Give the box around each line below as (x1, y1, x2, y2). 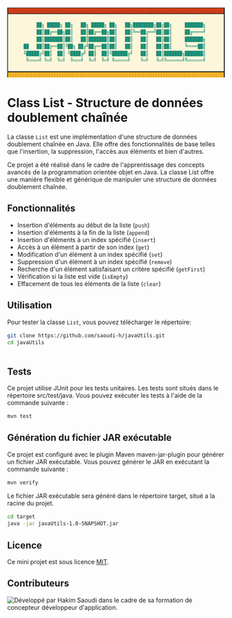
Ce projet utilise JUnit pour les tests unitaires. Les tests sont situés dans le (7, 383, 219, 392)
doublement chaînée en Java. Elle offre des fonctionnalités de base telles (7, 139, 215, 148)
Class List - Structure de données (7, 95, 204, 111)
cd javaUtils (7, 339, 45, 346)
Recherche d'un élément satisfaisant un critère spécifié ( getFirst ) (17, 265, 206, 273)
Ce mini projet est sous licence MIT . (7, 558, 109, 566)
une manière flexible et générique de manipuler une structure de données (7, 175, 217, 183)
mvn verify (7, 479, 39, 486)
